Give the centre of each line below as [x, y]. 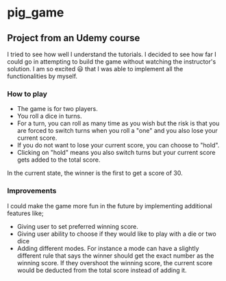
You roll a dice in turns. [49, 116]
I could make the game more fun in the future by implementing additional [110, 206]
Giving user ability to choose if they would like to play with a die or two [117, 234]
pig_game [36, 13]
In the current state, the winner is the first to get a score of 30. [95, 173]
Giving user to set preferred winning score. [78, 226]
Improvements [32, 191]
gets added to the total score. [59, 160]
